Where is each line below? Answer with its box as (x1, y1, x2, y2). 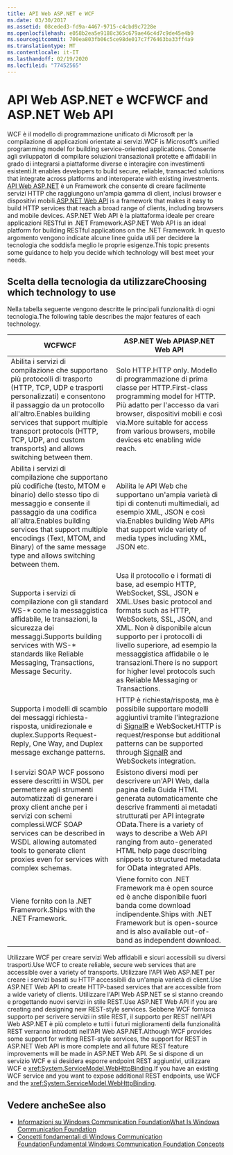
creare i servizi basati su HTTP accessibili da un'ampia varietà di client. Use (7, 975, 222, 984)
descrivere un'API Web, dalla (116, 776, 209, 786)
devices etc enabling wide (116, 435, 201, 445)
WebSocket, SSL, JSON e (116, 588, 199, 598)
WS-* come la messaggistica (10, 606, 108, 615)
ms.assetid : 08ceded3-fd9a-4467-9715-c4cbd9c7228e (7, 23, 157, 30)
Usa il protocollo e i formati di (116, 571, 212, 581)
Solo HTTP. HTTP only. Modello (116, 366, 218, 375)
